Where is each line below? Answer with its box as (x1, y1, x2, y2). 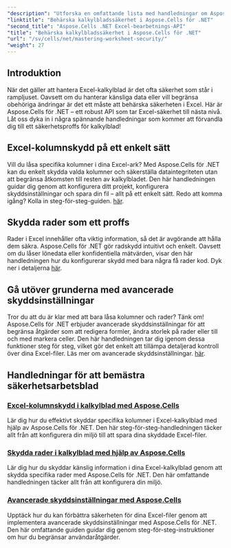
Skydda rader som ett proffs (7, 217, 130, 229)
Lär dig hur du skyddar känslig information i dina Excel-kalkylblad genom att (7, 464, 223, 472)
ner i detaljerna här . (7, 264, 63, 272)
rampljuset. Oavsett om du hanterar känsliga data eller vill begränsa (7, 93, 199, 101)
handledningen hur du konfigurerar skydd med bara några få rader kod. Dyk (7, 257, 222, 265)
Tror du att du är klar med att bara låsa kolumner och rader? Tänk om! (7, 313, 204, 321)
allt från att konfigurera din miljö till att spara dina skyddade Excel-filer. (7, 431, 208, 439)
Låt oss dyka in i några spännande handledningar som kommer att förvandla (7, 115, 223, 123)
